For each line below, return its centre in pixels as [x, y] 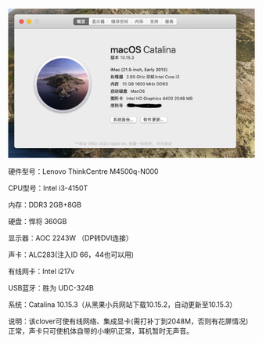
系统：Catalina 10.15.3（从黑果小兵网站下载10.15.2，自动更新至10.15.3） [122, 305]
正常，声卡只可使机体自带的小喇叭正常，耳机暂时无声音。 [101, 331]
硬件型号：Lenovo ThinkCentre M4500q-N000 [83, 171]
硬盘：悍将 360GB [38, 222]
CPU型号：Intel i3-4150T [48, 188]
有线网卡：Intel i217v [41, 272]
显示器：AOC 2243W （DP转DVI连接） [70, 238]
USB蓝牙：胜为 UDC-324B [51, 288]
